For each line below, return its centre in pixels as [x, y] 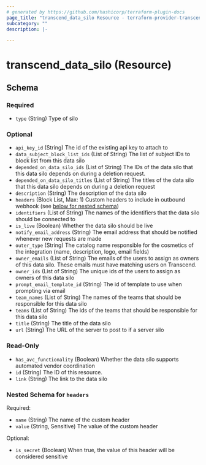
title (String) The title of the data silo [63, 323]
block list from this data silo [50, 161]
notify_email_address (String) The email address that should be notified [106, 232]
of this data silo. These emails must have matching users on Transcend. [106, 265]
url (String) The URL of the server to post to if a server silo [90, 330]
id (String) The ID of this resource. [59, 372]
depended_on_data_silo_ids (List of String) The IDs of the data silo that [104, 167]
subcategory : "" [27, 23]
